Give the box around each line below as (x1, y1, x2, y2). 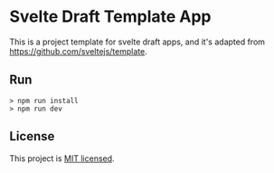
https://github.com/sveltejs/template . (9, 45, 147, 56)
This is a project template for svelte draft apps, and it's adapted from (9, 36, 265, 47)
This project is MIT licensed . (9, 152, 115, 164)
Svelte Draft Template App (9, 6, 212, 27)
